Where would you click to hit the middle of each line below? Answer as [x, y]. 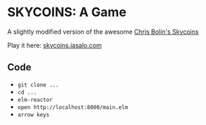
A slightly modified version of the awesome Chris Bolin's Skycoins [103, 32]
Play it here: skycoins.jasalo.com [54, 45]
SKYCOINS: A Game [67, 12]
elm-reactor [35, 100]
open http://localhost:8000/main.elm [73, 107]
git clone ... [38, 85]
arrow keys [33, 114]
